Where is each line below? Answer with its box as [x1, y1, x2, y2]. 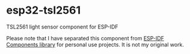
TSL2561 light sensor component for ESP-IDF [6, 23, 118, 30]
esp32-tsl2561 [6, 4, 81, 17]
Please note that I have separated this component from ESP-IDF [6, 34, 164, 42]
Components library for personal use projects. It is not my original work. [6, 41, 185, 48]
